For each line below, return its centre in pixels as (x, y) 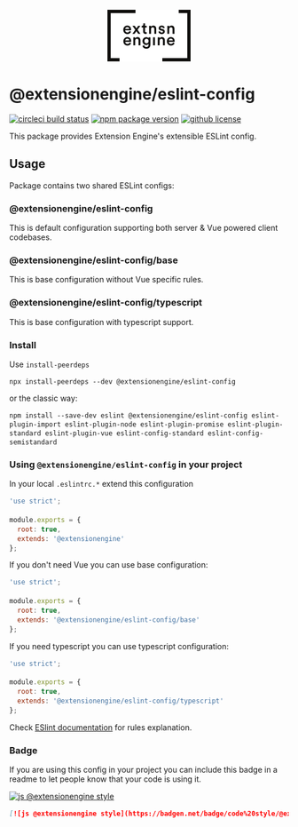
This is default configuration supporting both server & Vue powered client (144, 228)
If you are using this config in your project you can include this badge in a (143, 770)
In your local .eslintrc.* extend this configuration (101, 484)
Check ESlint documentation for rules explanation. (101, 727)
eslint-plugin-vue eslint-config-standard (124, 433)
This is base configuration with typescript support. (102, 322)
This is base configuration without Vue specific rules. (106, 280)
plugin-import (35, 424)
